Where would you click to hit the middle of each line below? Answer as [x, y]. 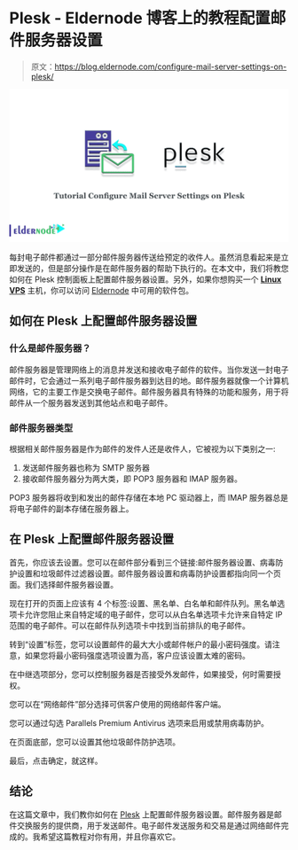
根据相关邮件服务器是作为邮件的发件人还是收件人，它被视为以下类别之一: [143, 449]
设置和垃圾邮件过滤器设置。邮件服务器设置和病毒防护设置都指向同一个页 [149, 573]
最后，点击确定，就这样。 [56, 760]
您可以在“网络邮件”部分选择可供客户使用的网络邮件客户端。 [118, 704]
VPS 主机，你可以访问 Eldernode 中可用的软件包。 [101, 291]
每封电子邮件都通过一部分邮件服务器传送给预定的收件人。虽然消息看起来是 [145, 257]
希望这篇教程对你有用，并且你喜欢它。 [110, 836]
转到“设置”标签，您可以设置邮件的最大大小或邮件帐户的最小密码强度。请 [141, 644]
